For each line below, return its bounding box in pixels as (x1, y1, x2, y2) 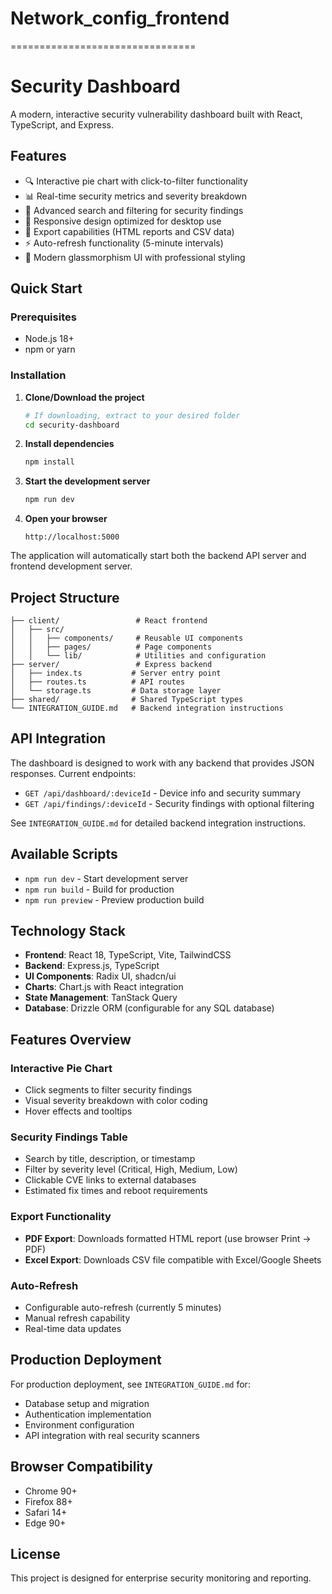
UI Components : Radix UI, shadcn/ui (24, 970, 177, 982)
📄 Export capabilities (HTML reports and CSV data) (24, 225, 235, 237)
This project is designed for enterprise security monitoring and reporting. (10, 1572, 312, 1584)
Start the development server (24, 475, 151, 487)
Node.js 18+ (24, 333, 75, 345)
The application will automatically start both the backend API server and (10, 550, 307, 562)
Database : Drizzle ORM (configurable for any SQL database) (24, 1002, 275, 1014)
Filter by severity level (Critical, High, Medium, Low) (24, 1163, 238, 1176)
